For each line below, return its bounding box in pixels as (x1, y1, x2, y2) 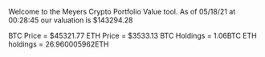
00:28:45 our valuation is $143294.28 (8, 15, 133, 25)
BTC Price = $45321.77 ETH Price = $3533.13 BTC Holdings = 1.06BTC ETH (8, 31, 257, 40)
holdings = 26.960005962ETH (8, 39, 110, 49)
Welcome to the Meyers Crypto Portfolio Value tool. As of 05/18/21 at (8, 7, 236, 16)
